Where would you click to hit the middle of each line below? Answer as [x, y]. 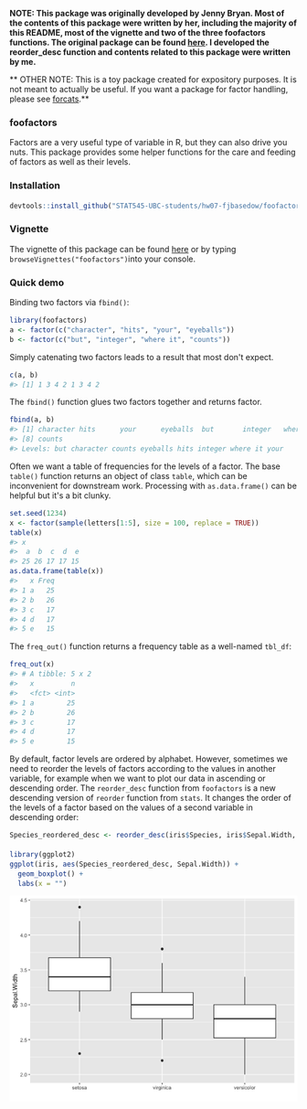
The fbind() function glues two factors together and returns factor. [136, 402]
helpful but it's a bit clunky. [60, 495]
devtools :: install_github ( [61, 206]
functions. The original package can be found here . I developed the [139, 42]
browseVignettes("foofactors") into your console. [103, 259]
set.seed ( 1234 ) [38, 513]
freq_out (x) [32, 665]
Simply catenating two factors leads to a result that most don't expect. [142, 357]
